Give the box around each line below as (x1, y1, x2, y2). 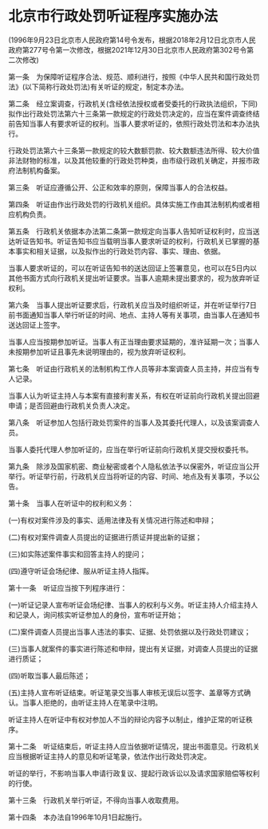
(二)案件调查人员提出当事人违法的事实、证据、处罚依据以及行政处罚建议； (8, 627, 251, 636)
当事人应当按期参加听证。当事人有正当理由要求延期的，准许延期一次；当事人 (8, 336, 260, 347)
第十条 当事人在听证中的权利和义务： (8, 498, 134, 508)
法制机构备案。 (14, 165, 65, 175)
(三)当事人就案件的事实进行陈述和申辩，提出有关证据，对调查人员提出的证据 (8, 643, 258, 654)
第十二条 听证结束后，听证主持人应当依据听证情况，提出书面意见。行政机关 (8, 741, 260, 751)
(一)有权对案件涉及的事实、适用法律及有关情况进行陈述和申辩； (8, 515, 217, 525)
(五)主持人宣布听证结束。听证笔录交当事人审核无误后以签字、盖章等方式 (8, 687, 245, 697)
